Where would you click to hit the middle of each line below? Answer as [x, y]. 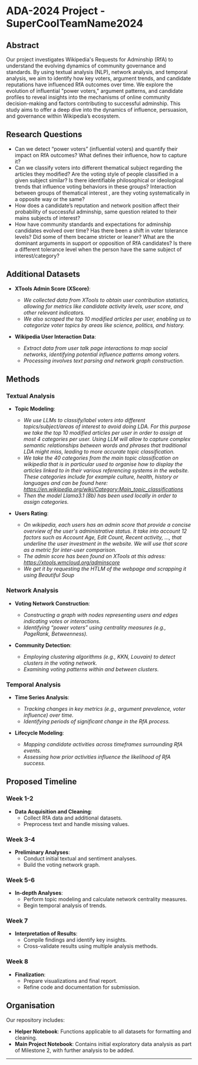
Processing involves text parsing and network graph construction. [104, 360]
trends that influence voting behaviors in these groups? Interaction [95, 186]
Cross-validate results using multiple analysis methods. [90, 946]
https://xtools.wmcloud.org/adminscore [72, 562]
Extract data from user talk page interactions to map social [95, 348]
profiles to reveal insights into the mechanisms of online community [88, 97]
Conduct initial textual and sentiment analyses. [80, 858]
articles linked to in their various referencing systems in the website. [106, 471]
